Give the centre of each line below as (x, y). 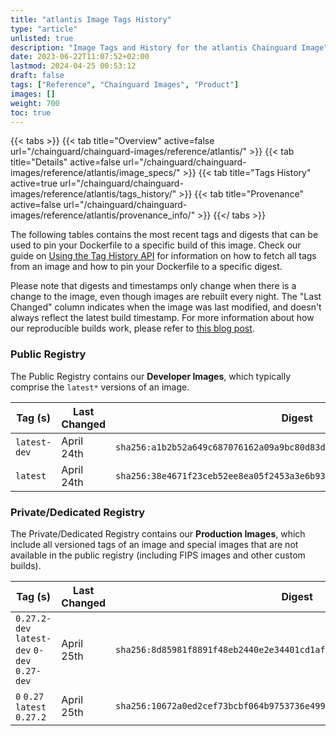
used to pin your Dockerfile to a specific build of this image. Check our (156, 245)
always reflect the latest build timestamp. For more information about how (162, 318)
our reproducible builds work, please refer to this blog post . (132, 328)
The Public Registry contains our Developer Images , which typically (151, 376)
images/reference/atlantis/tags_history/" (93, 194)
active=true (34, 183)
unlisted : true (42, 38)
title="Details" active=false (65, 162)
